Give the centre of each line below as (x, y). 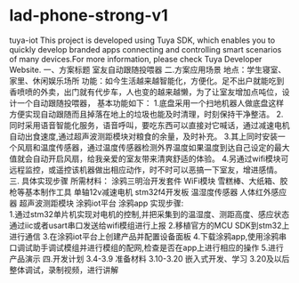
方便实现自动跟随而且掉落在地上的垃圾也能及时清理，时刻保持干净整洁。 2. (146, 114)
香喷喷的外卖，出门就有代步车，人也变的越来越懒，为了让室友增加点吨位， (145, 92)
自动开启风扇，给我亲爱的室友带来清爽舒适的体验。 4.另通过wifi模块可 (161, 158)
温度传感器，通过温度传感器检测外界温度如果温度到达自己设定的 (157, 147)
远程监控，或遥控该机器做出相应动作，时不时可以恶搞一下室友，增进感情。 (145, 169)
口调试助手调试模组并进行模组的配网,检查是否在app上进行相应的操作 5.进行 (146, 247)
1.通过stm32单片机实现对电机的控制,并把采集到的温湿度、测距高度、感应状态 (149, 214)
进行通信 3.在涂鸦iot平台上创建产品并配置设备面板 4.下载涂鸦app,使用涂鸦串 (148, 236)
